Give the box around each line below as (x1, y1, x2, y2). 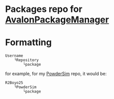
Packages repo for (5, 3, 83, 15)
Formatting (5, 37, 52, 48)
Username (5, 53, 23, 58)
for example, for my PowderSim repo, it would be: (5, 71, 107, 77)
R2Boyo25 (5, 81, 23, 86)
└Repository (14, 58, 39, 63)
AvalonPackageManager (5, 14, 110, 25)
